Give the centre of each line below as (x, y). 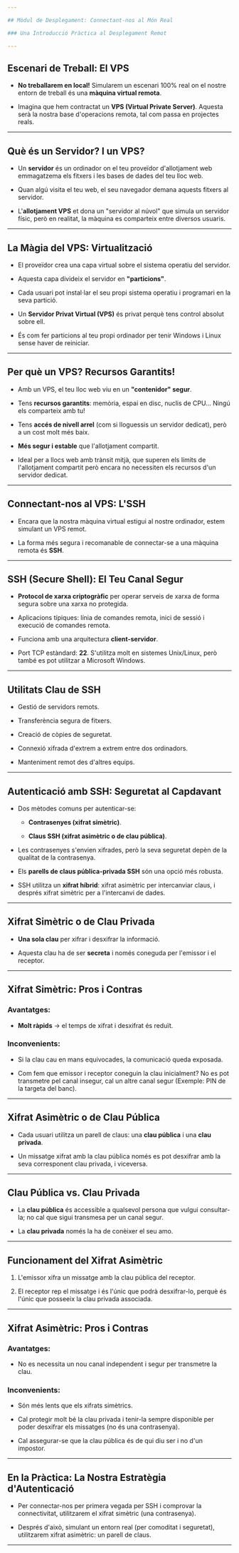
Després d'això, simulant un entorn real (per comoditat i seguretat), (116, 1527)
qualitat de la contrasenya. (57, 857)
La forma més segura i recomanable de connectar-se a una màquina (118, 542)
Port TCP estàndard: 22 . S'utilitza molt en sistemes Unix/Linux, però (117, 653)
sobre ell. (31, 321)
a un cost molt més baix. (54, 432)
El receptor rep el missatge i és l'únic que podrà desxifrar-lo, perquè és (122, 1291)
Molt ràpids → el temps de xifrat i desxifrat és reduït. (95, 1025)
